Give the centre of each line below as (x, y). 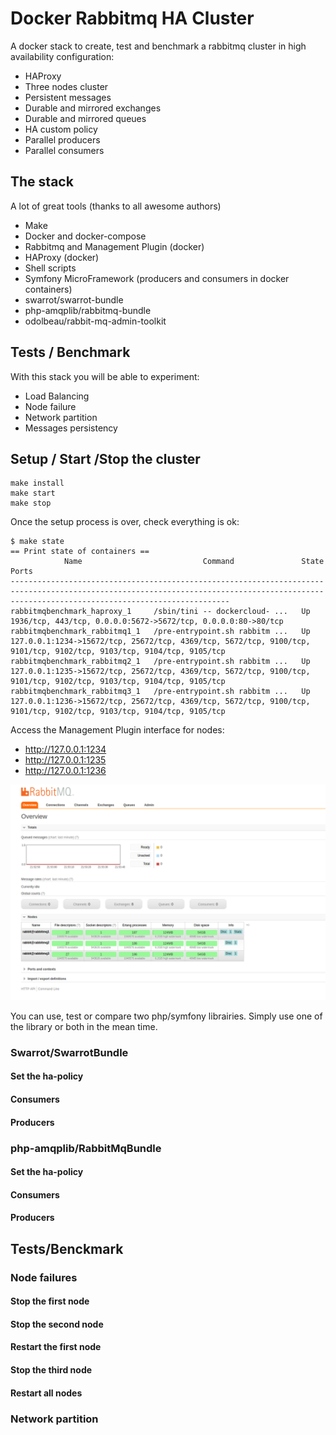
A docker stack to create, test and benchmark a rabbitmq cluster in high (158, 46)
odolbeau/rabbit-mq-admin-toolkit (95, 321)
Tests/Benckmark (67, 1248)
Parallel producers (62, 139)
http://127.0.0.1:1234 (65, 749)
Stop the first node (50, 1301)
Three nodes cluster (66, 86)
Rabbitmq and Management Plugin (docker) (114, 246)
